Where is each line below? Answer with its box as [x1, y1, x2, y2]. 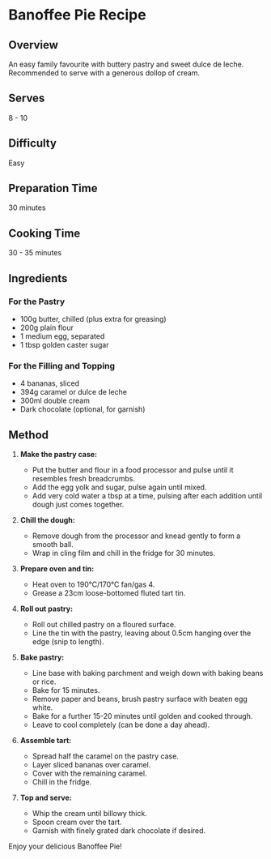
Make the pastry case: [19, 450, 98, 459]
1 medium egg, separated [19, 331, 105, 341]
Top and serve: [19, 793, 73, 803]
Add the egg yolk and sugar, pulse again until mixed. [32, 482, 207, 492]
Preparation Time [8, 182, 98, 195]
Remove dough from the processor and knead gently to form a [32, 531, 241, 541]
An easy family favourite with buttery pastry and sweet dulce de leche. [8, 59, 244, 69]
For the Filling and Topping [8, 360, 116, 371]
